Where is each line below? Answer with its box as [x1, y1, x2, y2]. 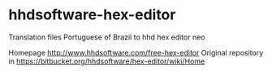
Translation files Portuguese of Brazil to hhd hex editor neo [8, 32, 205, 42]
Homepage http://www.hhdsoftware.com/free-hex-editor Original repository [8, 47, 264, 57]
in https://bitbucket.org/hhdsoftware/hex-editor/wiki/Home [8, 56, 205, 66]
